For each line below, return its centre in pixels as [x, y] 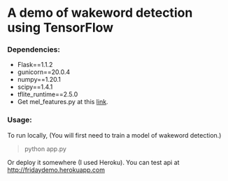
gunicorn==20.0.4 [44, 72]
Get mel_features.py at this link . [63, 102]
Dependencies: [34, 50]
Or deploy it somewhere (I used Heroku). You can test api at [93, 162]
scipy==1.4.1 [35, 87]
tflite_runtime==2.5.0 [48, 94]
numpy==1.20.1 [39, 80]
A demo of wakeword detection [100, 13]
